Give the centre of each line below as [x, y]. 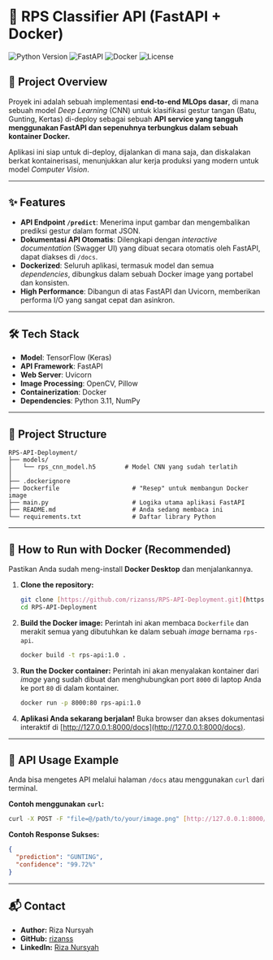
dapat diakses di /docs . [59, 256]
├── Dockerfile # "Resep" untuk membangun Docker [129, 489]
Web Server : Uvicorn [56, 375]
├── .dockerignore [39, 482]
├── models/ [28, 460]
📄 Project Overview [58, 82]
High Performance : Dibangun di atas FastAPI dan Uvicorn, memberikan [140, 291]
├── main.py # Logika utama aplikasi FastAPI [127, 503]
